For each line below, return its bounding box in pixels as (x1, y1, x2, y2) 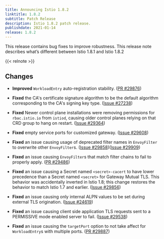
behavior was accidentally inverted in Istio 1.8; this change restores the (12, 179, 156, 185)
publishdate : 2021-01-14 (5, 26, 56, 30)
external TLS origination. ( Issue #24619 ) (12, 199, 94, 205)
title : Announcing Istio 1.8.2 (5, 7, 69, 12)
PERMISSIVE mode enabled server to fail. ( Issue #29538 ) (12, 213, 128, 219)
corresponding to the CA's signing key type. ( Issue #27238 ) (12, 100, 133, 106)
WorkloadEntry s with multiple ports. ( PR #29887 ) (12, 228, 110, 234)
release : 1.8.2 (5, 30, 36, 35)
